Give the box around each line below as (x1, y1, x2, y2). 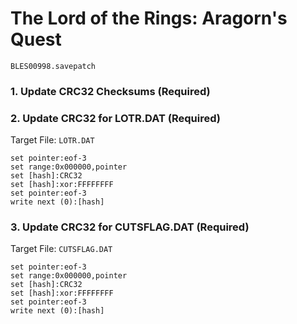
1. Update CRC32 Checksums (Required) (10, 84, 211, 98)
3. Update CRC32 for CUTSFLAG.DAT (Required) (10, 220, 250, 234)
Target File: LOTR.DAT (10, 134, 95, 146)
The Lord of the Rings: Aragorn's (10, 7, 288, 30)
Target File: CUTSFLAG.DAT (10, 243, 113, 255)
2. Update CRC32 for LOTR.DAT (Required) (10, 111, 221, 125)
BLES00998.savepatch (10, 61, 97, 71)
